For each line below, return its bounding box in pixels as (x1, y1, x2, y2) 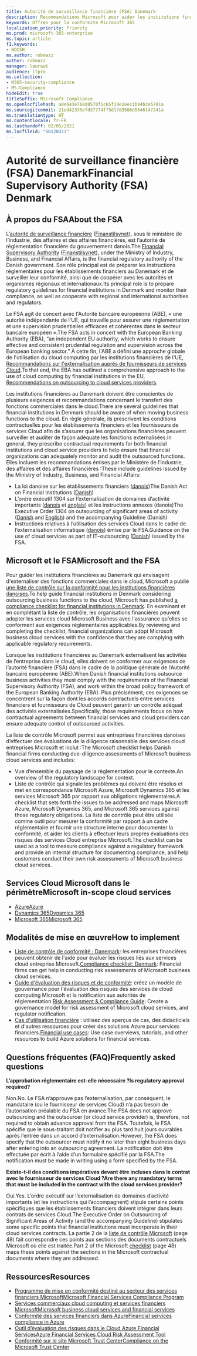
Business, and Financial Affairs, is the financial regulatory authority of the (6, 255, 183, 262)
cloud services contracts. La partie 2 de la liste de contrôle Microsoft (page (6, 1230, 188, 1237)
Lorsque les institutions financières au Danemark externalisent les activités (6, 651, 187, 658)
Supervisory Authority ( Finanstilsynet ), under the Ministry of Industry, (6, 249, 174, 256)
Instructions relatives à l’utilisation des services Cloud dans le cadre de (14, 520, 186, 527)
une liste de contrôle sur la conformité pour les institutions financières (6, 583, 175, 591)
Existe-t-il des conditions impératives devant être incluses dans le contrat (6, 1169, 191, 1176)
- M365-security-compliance (6, 80, 75, 86)
